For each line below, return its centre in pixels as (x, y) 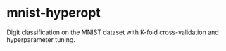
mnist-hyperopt (54, 13)
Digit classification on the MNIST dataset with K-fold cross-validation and (113, 32)
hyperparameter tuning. (41, 39)
